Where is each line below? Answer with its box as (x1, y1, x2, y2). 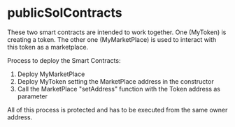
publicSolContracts (7, 5, 122, 21)
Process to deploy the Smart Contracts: (7, 56, 121, 64)
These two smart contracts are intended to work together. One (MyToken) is (7, 28, 227, 36)
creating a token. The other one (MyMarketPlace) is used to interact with (7, 35, 217, 43)
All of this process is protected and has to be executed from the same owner (7, 105, 228, 114)
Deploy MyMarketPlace (17, 70, 85, 78)
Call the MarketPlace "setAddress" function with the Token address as (17, 84, 221, 93)
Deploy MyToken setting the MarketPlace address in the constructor (17, 77, 215, 85)
